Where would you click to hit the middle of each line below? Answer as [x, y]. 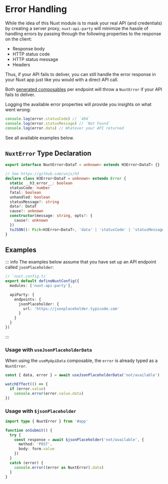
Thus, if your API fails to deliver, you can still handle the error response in [80, 74]
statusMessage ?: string [34, 202]
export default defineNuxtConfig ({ [42, 281]
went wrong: [18, 109]
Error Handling [36, 9]
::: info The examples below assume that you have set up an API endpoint [81, 262]
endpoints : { [28, 299]
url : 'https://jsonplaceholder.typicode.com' [71, 308]
